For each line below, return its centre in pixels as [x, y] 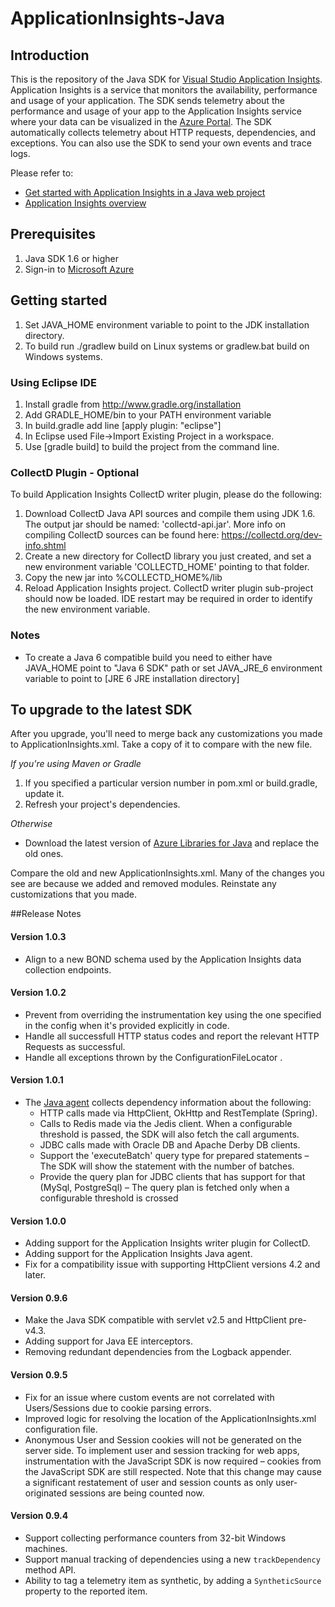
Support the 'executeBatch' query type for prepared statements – [174, 1155]
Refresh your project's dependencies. [102, 804]
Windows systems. [63, 356]
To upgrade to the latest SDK [101, 709]
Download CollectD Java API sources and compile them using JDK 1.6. [170, 514]
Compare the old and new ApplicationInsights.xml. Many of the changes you [167, 873]
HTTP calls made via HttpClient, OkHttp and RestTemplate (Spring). [178, 1113]
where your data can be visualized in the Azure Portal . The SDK [141, 121]
